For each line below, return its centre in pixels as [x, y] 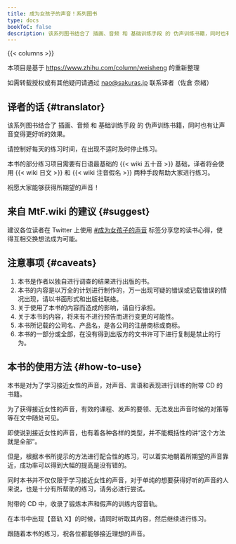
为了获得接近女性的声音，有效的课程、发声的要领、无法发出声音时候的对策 [115, 409]
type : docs [23, 20]
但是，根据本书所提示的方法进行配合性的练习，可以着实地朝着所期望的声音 [115, 456]
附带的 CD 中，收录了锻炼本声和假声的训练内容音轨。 [84, 503]
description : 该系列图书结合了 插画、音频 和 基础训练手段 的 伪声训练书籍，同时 [114, 33]
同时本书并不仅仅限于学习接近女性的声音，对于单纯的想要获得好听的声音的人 [118, 480]
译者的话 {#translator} [56, 107]
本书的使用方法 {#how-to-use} [75, 367]
